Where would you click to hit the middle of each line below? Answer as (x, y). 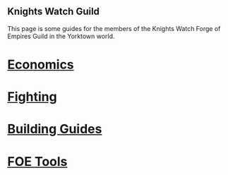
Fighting (32, 97)
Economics (41, 65)
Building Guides (55, 129)
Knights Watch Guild (54, 12)
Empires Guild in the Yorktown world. (61, 36)
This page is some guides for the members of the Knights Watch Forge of (114, 28)
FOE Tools (37, 161)
